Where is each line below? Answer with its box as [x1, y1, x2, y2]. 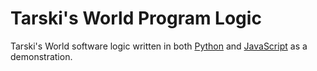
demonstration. [10, 50, 73, 62]
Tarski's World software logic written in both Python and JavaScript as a [10, 40, 308, 52]
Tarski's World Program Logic [10, 7, 262, 30]
